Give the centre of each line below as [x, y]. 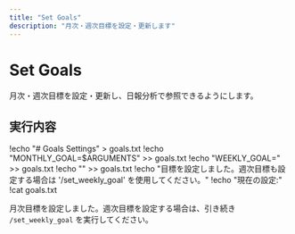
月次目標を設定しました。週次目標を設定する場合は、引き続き [123, 209]
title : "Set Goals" [45, 17]
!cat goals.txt [33, 190]
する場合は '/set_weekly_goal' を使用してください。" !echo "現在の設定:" [149, 180]
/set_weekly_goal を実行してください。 [81, 220]
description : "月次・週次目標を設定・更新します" [92, 26]
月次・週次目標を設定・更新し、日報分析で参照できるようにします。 [134, 96]
